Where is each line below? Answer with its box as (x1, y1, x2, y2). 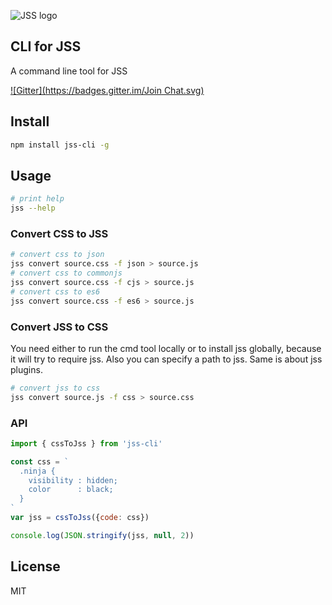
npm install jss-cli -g (10, 140, 110, 150)
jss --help (10, 203, 56, 214)
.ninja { (19, 466, 56, 476)
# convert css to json (10, 250, 105, 260)
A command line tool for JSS (10, 65, 128, 77)
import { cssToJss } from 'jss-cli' (10, 438, 163, 449)
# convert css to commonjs (10, 268, 123, 279)
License (10, 558, 61, 575)
